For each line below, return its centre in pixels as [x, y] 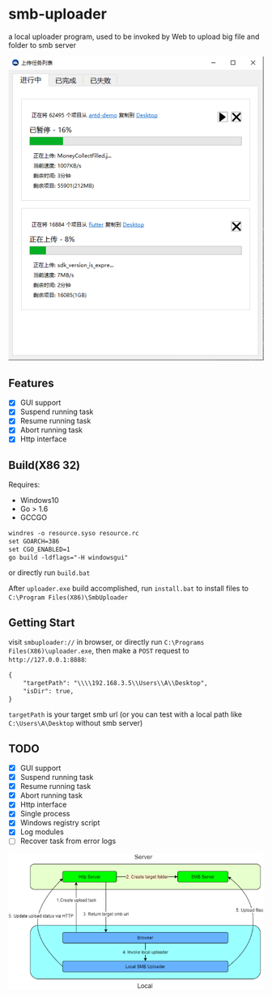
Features [31, 383]
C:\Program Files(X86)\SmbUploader [68, 598]
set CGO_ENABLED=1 [39, 550]
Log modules [42, 832]
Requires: [24, 485]
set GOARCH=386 [34, 542]
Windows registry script [60, 823]
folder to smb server [42, 45]
